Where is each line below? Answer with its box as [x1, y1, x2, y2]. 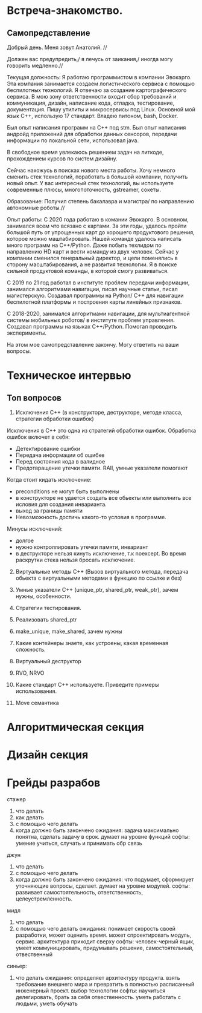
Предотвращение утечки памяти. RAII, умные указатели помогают [15, 464, 188, 471]
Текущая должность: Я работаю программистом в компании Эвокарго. [7, 74, 192, 80]
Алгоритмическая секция [7, 721, 144, 734]
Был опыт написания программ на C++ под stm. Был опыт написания [7, 124, 186, 131]
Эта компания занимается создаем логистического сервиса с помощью [7, 80, 195, 87]
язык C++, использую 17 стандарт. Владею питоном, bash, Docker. [7, 113, 178, 119]
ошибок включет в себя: [7, 433, 70, 441]
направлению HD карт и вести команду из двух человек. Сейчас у [7, 248, 179, 255]
